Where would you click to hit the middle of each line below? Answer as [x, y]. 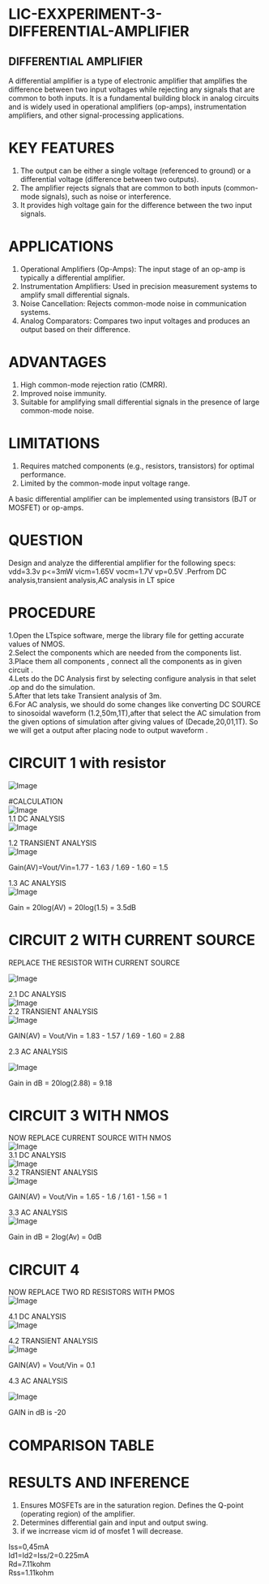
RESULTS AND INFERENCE [99, 1482]
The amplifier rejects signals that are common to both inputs [121, 188]
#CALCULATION [36, 801]
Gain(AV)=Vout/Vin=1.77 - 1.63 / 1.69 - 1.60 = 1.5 [88, 867]
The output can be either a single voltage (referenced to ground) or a [135, 170]
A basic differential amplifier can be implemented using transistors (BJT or [132, 499]
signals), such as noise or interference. [107, 196]
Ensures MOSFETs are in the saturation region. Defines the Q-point [132, 1505]
